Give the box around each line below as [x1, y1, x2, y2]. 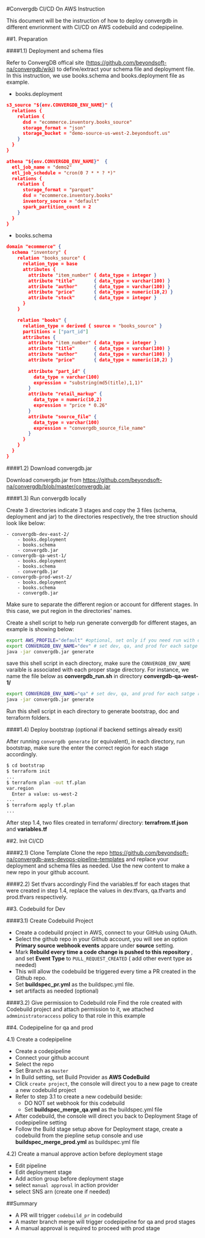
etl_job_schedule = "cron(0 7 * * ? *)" [12, 170, 116, 176]
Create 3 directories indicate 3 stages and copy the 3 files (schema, [6, 506, 177, 513]
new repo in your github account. [6, 869, 90, 875]
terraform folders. [6, 714, 51, 722]
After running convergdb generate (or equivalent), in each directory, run [6, 738, 185, 745]
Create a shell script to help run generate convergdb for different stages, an [6, 619, 197, 626]
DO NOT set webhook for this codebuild [24, 1099, 125, 1107]
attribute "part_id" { [28, 368, 86, 374]
